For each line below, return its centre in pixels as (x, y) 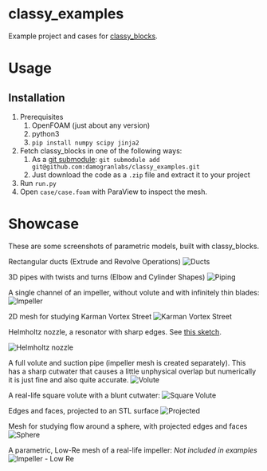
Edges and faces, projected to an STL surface (84, 410)
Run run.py (38, 183)
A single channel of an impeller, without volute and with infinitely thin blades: (134, 292)
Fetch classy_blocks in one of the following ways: (101, 150)
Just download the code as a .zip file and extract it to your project (141, 174)
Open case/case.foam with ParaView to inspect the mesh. (114, 192)
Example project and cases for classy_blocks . (83, 36)
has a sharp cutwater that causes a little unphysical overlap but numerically (132, 371)
